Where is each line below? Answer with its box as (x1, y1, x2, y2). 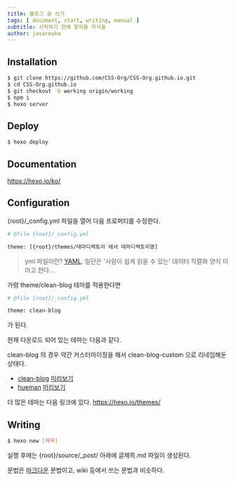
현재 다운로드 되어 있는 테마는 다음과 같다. (7, 336, 121, 344)
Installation (7, 55, 58, 67)
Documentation (7, 158, 77, 170)
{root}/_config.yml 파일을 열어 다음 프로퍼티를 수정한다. (7, 216, 161, 225)
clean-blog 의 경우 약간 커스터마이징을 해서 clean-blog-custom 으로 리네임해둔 (7, 350, 227, 359)
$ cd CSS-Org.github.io (7, 81, 77, 88)
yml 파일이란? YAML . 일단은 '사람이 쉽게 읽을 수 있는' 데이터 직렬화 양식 (24, 257, 221, 265)
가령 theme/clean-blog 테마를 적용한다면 (7, 280, 121, 289)
